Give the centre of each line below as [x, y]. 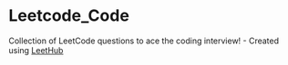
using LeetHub [36, 50]
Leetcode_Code [69, 16]
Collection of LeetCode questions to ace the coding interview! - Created [144, 41]
